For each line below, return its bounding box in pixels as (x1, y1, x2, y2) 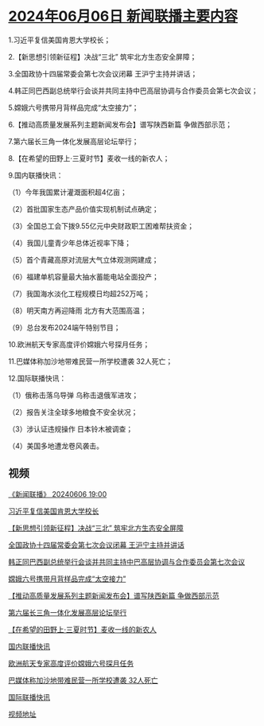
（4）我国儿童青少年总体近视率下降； (8, 238, 132, 248)
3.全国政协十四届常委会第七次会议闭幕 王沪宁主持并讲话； (8, 68, 198, 78)
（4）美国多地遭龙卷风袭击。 (8, 441, 104, 451)
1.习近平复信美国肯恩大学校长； (8, 35, 111, 45)
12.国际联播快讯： (8, 373, 67, 383)
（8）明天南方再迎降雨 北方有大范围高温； (8, 306, 147, 315)
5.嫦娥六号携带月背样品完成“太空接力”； (8, 103, 139, 112)
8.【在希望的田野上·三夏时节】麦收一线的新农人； (8, 153, 170, 163)
